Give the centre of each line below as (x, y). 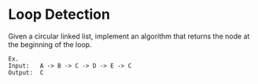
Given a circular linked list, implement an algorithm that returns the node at (129, 36)
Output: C (26, 72)
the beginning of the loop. (50, 44)
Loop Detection (59, 15)
